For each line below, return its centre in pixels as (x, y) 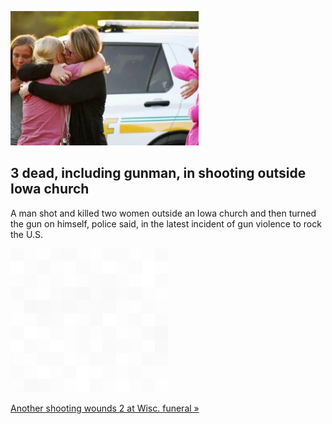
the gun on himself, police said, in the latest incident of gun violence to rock (166, 223)
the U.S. (26, 234)
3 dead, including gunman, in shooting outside (158, 173)
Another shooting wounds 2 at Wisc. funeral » (105, 408)
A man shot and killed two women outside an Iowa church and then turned (163, 213)
